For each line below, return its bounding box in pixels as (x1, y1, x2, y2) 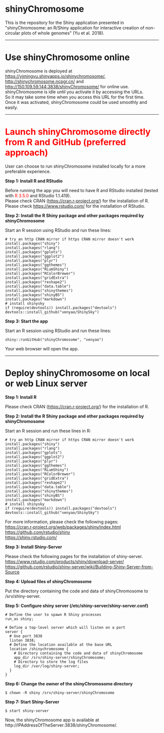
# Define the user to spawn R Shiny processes (5, 612, 102, 617)
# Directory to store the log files (14, 659, 89, 664)
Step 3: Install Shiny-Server (5, 544, 62, 550)
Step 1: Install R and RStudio (5, 178, 63, 184)
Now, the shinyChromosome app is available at (5, 717, 99, 723)
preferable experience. (5, 168, 51, 174)
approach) (5, 147, 48, 158)
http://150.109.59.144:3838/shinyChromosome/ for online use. (5, 83, 129, 89)
